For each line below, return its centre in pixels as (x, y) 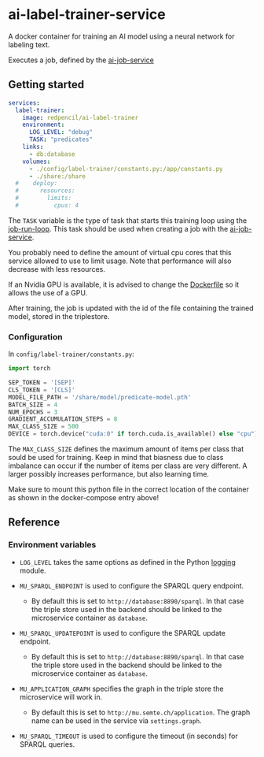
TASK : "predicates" (60, 139)
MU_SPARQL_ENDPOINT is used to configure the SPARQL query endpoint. (132, 585)
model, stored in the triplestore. (59, 316)
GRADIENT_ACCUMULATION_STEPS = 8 (63, 419)
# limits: (44, 199)
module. (33, 570)
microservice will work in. (61, 697)
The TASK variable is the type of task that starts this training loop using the (128, 220)
